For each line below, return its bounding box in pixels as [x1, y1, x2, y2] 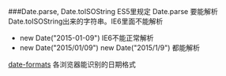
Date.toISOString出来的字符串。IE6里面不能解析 [8, 16, 164, 26]
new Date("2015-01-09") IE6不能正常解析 [19, 34, 154, 42]
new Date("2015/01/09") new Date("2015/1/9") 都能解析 [19, 43, 200, 52]
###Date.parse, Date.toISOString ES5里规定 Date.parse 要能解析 [8, 7, 219, 16]
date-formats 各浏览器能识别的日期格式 [8, 60, 137, 69]
